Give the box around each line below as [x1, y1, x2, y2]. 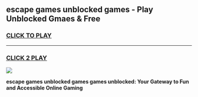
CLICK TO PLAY [6, 32, 52, 40]
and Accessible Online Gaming [6, 84, 83, 91]
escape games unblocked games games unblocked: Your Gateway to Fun [6, 78, 190, 85]
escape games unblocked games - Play [6, 5, 153, 15]
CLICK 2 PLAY [6, 53, 47, 62]
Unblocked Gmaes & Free [6, 14, 101, 24]
